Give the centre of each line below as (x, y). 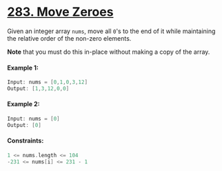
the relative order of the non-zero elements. (69, 38)
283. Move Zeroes (60, 12)
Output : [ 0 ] (24, 125)
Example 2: (23, 104)
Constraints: (26, 141)
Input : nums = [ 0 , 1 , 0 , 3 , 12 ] (48, 82)
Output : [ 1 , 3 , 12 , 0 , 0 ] (38, 89)
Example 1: (23, 68)
